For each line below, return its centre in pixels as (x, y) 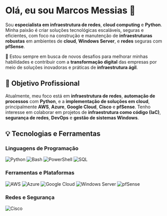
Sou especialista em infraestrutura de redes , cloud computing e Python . (84, 25)
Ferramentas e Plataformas (40, 173)
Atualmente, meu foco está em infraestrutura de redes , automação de (80, 96)
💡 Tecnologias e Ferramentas (53, 134)
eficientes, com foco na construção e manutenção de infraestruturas (79, 35)
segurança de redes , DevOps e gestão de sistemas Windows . (72, 117)
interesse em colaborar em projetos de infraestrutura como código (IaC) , (83, 112)
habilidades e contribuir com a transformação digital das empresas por (81, 62)
